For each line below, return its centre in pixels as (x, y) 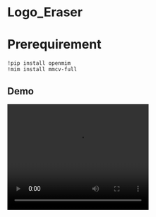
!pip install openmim (39, 63)
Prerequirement (54, 45)
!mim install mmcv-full (42, 70)
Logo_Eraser (45, 12)
